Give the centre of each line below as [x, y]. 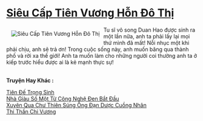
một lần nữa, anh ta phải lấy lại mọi [147, 36]
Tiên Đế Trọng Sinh [30, 92]
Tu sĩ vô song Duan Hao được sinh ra [149, 30]
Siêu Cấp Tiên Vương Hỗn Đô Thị [90, 13]
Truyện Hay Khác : [30, 80]
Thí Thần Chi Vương [31, 111]
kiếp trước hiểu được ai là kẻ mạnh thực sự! [60, 62]
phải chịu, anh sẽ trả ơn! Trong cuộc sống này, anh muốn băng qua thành [98, 49]
